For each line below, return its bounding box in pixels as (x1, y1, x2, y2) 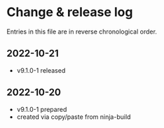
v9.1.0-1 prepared (16, 105, 67, 113)
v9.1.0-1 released (16, 66, 66, 74)
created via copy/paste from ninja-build (16, 113, 131, 121)
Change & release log (6, 4, 133, 20)
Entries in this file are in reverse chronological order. (6, 27, 157, 36)
